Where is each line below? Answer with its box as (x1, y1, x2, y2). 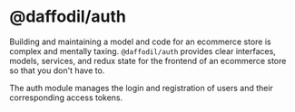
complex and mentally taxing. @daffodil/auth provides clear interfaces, (9, 45, 277, 56)
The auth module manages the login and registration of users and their (9, 82, 274, 93)
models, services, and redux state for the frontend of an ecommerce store (9, 55, 287, 66)
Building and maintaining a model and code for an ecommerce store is (9, 36, 271, 47)
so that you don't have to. (9, 65, 105, 76)
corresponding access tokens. (9, 92, 123, 103)
